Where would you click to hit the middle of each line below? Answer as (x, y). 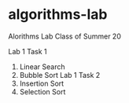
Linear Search (42, 66)
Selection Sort (42, 91)
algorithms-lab (58, 15)
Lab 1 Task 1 (28, 51)
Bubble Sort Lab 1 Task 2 (60, 75)
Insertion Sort (42, 83)
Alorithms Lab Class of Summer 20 (65, 36)
